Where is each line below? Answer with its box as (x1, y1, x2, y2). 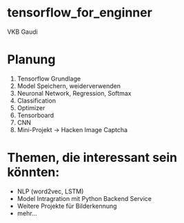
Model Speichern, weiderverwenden (17, 81, 121, 90)
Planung (7, 52, 56, 67)
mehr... (17, 209, 37, 217)
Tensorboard (17, 111, 54, 119)
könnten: (7, 164, 60, 180)
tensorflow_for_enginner (7, 5, 153, 21)
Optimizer (17, 103, 45, 111)
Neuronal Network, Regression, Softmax (17, 89, 132, 97)
